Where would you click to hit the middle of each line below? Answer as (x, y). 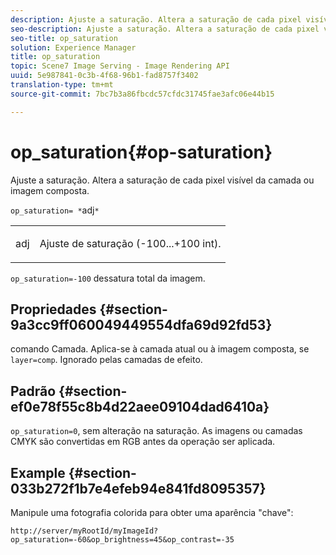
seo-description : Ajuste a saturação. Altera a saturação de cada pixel (165, 29)
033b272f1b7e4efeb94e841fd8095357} (138, 488)
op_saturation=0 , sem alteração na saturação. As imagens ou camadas (156, 431)
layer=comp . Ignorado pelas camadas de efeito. (106, 360)
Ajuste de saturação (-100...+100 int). (130, 243)
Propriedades (53, 309)
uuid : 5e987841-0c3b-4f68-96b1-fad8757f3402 (104, 76)
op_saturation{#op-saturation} (141, 152)
